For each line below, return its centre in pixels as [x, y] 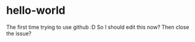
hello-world [36, 10]
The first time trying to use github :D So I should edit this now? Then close [98, 27]
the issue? [19, 33]
